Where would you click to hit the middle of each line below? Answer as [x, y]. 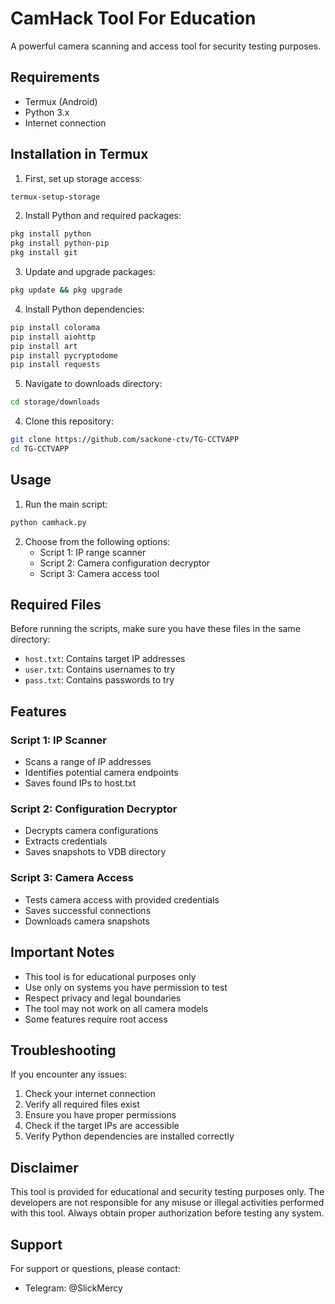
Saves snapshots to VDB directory [95, 852]
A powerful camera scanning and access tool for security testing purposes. [166, 46]
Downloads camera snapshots [87, 921]
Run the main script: [66, 504]
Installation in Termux [79, 154]
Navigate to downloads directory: [93, 384]
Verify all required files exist [82, 1104]
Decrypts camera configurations [91, 831]
